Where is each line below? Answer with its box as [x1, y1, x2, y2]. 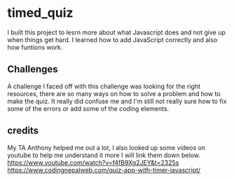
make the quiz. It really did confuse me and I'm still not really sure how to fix [7, 97, 227, 105]
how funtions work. [7, 43, 63, 51]
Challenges [7, 63, 58, 75]
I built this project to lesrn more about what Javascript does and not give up [7, 28, 226, 36]
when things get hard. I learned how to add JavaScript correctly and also [7, 35, 218, 43]
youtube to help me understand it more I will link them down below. [7, 151, 201, 159]
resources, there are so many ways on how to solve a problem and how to [7, 89, 221, 98]
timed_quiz [7, 5, 74, 21]
